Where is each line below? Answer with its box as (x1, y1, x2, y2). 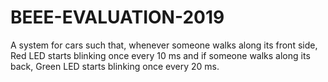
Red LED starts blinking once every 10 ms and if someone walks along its (10, 49, 311, 61)
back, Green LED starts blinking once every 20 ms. (10, 60, 220, 72)
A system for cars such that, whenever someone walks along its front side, (10, 39, 318, 51)
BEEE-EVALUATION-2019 (10, 6, 225, 29)
